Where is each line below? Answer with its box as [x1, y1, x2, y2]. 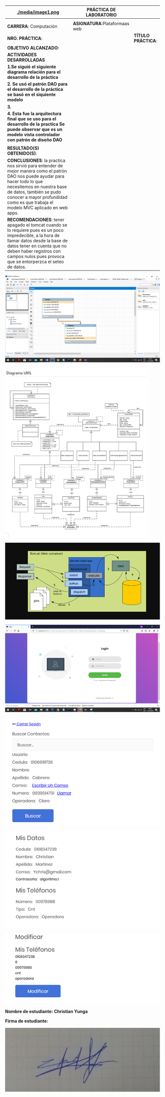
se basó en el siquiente [7, 92, 56, 98]
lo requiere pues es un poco [7, 227, 64, 233]
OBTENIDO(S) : [7, 151, 37, 156]
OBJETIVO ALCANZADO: [7, 45, 59, 51]
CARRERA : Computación [7, 23, 57, 29]
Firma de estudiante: [5, 1018, 49, 1024]
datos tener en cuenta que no [7, 243, 67, 249]
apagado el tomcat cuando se [7, 222, 68, 227]
